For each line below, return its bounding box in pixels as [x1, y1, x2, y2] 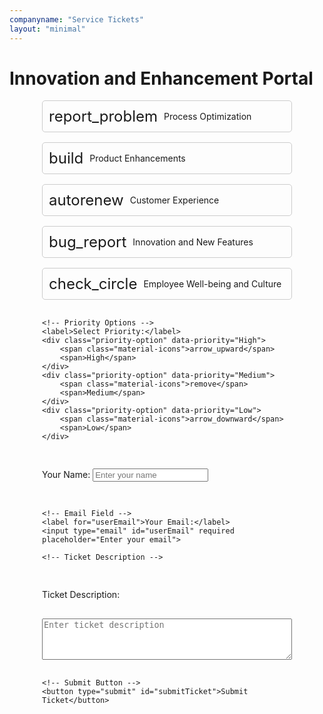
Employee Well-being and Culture [143, 278, 282, 290]
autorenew [48, 191, 124, 210]
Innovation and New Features [132, 236, 254, 248]
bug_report [48, 232, 127, 252]
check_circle [48, 274, 138, 294]
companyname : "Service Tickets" [9, 14, 144, 25]
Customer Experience [129, 194, 220, 206]
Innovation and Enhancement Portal [9, 67, 314, 90]
